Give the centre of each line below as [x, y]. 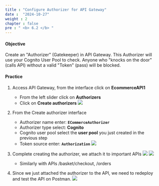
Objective [15, 44]
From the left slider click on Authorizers [60, 97]
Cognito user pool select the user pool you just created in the [82, 132]
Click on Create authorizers [48, 103]
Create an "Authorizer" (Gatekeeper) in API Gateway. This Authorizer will [79, 55]
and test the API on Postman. [42, 179]
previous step [33, 138]
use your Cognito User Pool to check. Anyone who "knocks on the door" [79, 60]
